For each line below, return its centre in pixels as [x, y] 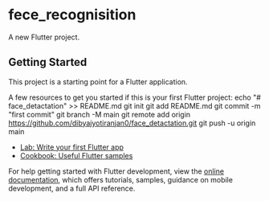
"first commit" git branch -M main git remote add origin [100, 114]
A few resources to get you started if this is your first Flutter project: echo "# [134, 97]
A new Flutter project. [44, 37]
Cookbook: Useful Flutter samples [76, 155]
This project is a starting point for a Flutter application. [98, 81]
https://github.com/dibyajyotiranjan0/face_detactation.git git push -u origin [132, 123]
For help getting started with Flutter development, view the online [116, 171]
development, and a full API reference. [72, 188]
